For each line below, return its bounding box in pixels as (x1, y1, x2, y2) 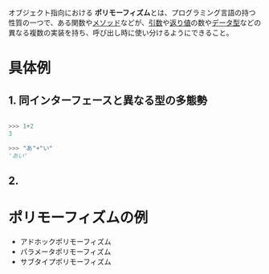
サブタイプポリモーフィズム (19, 256, 112, 266)
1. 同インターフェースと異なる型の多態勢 (8, 93, 208, 107)
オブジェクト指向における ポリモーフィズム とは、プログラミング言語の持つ (8, 8, 256, 17)
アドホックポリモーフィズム (19, 236, 112, 246)
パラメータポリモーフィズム (19, 247, 112, 256)
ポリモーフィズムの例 (8, 209, 149, 227)
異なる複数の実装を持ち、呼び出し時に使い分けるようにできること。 (8, 28, 234, 37)
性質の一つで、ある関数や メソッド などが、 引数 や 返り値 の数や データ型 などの (8, 18, 262, 27)
